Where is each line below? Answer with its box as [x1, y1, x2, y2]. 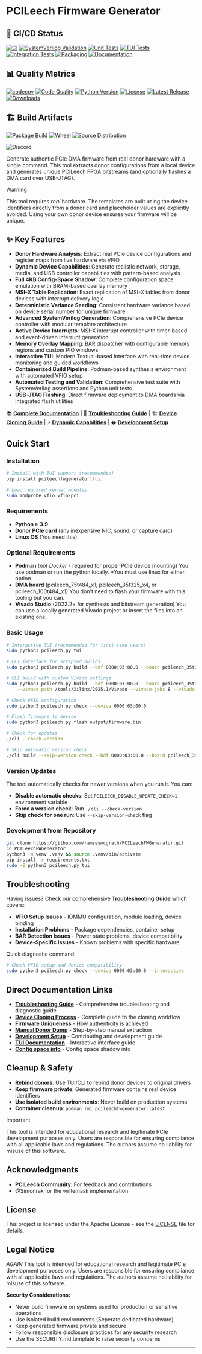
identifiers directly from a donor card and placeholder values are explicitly [6, 204, 189, 211]
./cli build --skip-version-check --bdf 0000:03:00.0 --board [6, 752, 165, 758]
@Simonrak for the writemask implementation [14, 1187, 129, 1194]
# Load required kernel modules [6, 487, 87, 493]
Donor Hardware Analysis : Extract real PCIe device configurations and [14, 250, 191, 258]
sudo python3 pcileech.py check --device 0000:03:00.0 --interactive [6, 968, 185, 974]
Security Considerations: [6, 1291, 71, 1298]
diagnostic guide [14, 1006, 57, 1014]
